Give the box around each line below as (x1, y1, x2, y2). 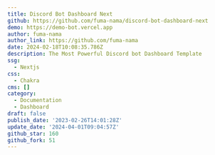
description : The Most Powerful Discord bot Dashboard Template (7, 51, 202, 58)
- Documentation (14, 97, 62, 104)
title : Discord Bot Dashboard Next (7, 10, 113, 18)
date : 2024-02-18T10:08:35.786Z (7, 44, 103, 51)
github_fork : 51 (7, 136, 56, 144)
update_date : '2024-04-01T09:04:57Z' (7, 123, 120, 131)
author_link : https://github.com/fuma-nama (7, 37, 139, 44)
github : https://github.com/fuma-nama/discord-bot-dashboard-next (7, 17, 209, 24)
